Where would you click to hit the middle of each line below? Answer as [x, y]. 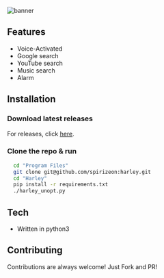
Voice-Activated [40, 49]
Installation [31, 99]
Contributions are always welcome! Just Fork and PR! [82, 266]
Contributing [35, 250]
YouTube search [40, 63]
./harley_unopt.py [40, 191]
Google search [38, 55]
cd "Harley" [30, 178]
